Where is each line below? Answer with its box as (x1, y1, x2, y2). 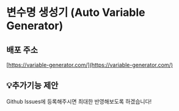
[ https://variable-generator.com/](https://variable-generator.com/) (6, 62, 173, 68)
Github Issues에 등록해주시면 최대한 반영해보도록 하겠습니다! (6, 98, 152, 105)
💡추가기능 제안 (6, 81, 59, 91)
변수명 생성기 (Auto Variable (6, 5, 145, 20)
